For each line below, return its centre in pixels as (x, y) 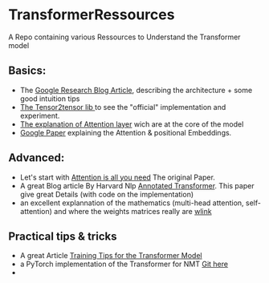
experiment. (40, 115)
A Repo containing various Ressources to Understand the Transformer (124, 37)
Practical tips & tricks (63, 236)
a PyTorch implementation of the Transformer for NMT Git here (124, 264)
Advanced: (37, 158)
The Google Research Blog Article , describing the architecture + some (136, 90)
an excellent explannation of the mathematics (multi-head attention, (132, 203)
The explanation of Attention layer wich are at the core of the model (132, 124)
